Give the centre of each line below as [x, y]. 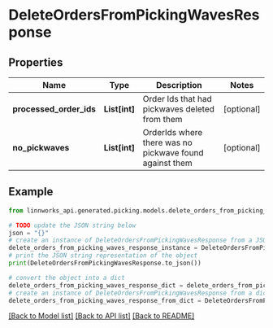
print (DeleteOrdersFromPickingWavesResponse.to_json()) [105, 263]
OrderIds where [173, 132]
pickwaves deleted [179, 109]
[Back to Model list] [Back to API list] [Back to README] [102, 316]
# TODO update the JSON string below [72, 225]
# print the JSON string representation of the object [103, 256]
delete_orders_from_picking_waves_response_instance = [103, 248]
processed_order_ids [54, 109]
